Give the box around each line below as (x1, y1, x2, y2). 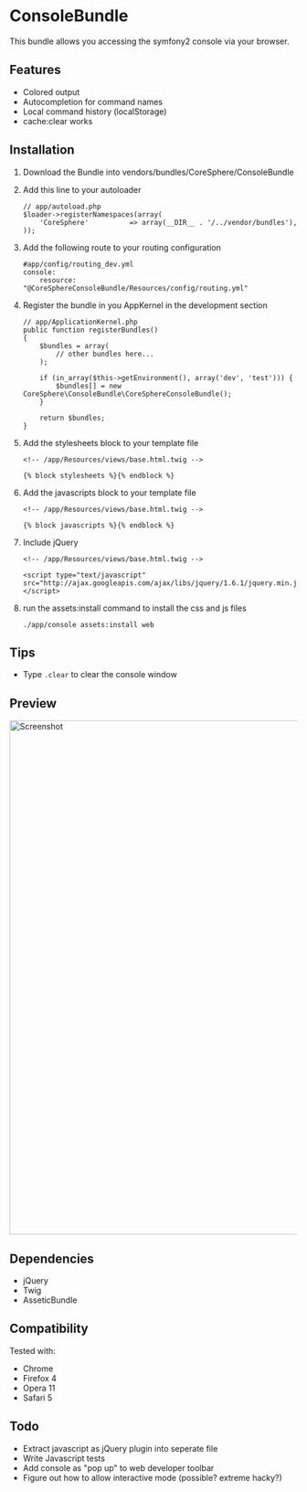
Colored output (22, 86, 80, 97)
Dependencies (9, 1251, 94, 1266)
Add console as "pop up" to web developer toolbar (22, 1462, 215, 1473)
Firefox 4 (22, 1372, 58, 1383)
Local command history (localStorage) (22, 106, 167, 117)
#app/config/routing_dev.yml (22, 260, 134, 269)
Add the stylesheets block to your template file (22, 437, 199, 448)
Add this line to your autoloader (22, 184, 142, 195)
